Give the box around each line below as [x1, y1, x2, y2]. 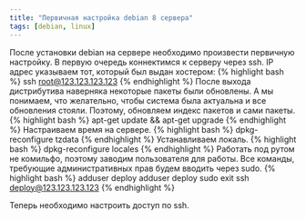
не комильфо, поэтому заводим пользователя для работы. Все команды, [9, 153, 295, 164]
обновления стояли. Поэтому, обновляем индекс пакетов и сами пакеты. [9, 105, 296, 115]
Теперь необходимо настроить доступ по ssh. [9, 199, 189, 210]
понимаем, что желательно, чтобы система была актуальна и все [9, 95, 267, 105]
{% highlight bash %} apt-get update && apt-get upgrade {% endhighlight [9, 115, 287, 125]
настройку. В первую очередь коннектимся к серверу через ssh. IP [9, 56, 274, 67]
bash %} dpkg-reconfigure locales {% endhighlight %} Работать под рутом [9, 143, 295, 155]
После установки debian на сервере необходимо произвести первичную [9, 46, 295, 57]
